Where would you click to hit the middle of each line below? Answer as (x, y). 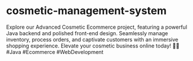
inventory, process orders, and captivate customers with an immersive (92, 39)
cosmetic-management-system (86, 11)
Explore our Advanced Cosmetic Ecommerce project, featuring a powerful (97, 27)
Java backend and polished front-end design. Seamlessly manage (87, 33)
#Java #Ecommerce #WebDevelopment (55, 52)
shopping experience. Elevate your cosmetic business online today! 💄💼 (93, 46)
